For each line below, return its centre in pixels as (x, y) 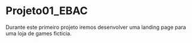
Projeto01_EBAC (47, 11)
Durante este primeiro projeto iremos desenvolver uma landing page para (96, 27)
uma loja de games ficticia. (39, 33)
